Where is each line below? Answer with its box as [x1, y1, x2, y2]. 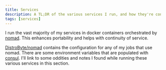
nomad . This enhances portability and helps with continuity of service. [5, 35, 149, 41]
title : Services [5, 7, 39, 12]
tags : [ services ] [5, 16, 41, 21]
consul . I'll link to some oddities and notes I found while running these [5, 55, 147, 61]
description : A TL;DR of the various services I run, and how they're [5, 12, 154, 17]
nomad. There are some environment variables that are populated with [5, 50, 149, 56]
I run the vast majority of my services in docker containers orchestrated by [5, 30, 157, 36]
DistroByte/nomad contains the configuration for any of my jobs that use [5, 45, 153, 51]
